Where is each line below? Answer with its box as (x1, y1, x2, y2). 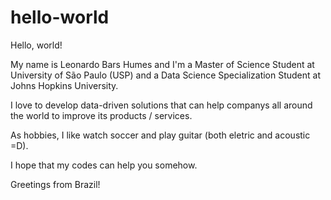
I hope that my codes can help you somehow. (10, 159, 198, 171)
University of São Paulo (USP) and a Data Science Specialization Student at (10, 69, 322, 81)
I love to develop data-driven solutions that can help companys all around (10, 99, 313, 111)
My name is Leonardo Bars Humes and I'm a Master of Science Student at (10, 58, 315, 70)
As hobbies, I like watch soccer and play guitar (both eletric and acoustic (10, 129, 311, 141)
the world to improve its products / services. (10, 109, 193, 121)
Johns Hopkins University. (10, 79, 119, 91)
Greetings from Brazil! (10, 178, 101, 190)
